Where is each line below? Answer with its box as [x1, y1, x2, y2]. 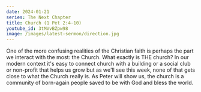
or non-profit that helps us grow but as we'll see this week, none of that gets [6, 66, 196, 73]
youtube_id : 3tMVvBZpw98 [6, 25, 68, 32]
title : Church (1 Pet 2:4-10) [6, 20, 82, 26]
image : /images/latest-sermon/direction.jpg [6, 31, 119, 37]
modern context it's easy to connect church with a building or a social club [6, 60, 191, 68]
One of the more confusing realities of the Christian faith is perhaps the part [6, 47, 194, 54]
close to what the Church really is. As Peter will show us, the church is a [6, 73, 184, 80]
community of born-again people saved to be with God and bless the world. [6, 79, 194, 87]
